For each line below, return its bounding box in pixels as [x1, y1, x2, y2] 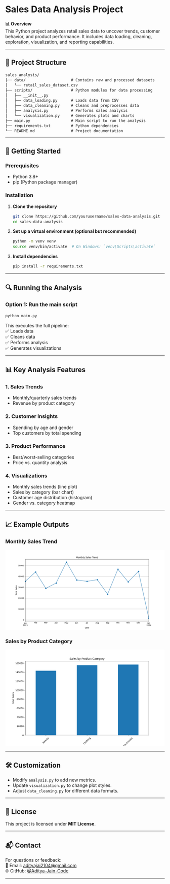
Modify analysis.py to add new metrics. [12, 777, 97, 783]
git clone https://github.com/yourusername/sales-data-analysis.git [12, 214, 160, 219]
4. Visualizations [5, 472, 48, 479]
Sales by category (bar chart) [12, 489, 74, 495]
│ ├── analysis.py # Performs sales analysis [5, 108, 128, 113]
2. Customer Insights [5, 413, 58, 420]
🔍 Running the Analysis [5, 283, 82, 292]
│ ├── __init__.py [5, 93, 49, 98]
